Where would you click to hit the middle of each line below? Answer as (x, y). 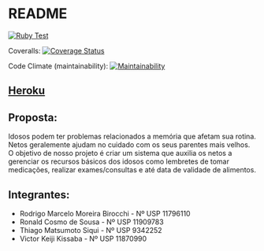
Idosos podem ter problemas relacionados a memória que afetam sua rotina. (132, 137)
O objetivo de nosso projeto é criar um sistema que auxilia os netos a (120, 153)
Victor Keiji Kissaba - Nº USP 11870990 (83, 238)
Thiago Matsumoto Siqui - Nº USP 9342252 (91, 230)
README (38, 14)
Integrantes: (39, 195)
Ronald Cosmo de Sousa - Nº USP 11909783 (91, 222)
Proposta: (33, 118)
